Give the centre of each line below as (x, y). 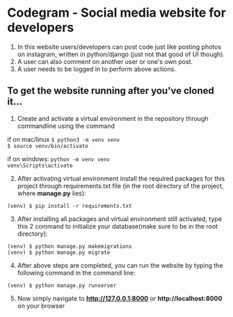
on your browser (41, 306)
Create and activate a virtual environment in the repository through (113, 118)
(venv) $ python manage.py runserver (62, 285)
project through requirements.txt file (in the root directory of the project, (120, 186)
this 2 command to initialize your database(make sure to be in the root (117, 226)
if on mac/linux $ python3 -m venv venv (64, 139)
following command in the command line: (76, 273)
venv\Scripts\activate (40, 165)
